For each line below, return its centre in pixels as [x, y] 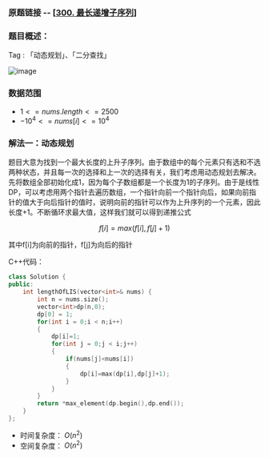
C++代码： [26, 262]
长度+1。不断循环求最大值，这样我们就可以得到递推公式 [100, 212]
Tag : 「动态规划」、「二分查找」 [60, 55]
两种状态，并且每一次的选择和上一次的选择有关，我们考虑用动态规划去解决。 [134, 172]
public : [21, 285]
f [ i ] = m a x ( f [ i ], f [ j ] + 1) [134, 228]
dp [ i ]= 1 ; [66, 337]
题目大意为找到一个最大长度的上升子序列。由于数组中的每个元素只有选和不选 [134, 163]
